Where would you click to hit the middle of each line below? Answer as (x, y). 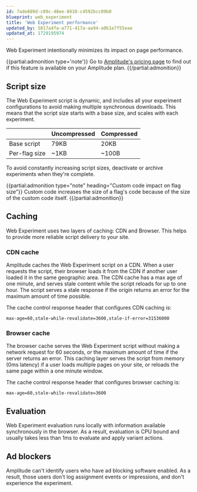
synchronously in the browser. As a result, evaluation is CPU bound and (93, 432)
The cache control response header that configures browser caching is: (93, 383)
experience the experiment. (39, 483)
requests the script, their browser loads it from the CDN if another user (92, 271)
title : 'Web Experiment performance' (52, 22)
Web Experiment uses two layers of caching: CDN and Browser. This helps (96, 231)
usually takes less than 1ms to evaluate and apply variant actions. (85, 438)
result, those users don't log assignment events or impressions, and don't (95, 477)
